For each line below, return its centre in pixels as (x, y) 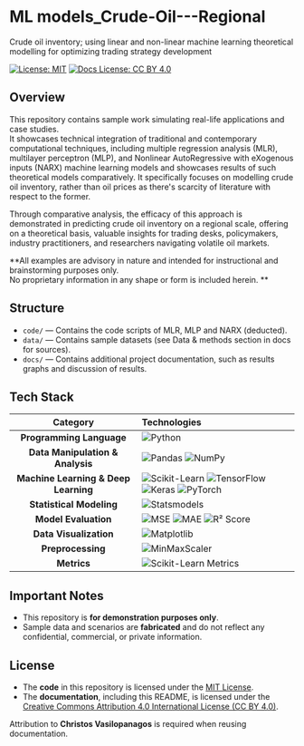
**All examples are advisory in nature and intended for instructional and (144, 260)
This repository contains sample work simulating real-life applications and (147, 119)
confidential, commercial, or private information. (112, 637)
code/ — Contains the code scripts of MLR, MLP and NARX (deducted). (155, 330)
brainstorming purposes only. (64, 270)
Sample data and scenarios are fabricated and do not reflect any (143, 627)
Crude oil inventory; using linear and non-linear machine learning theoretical (152, 42)
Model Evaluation (73, 519)
